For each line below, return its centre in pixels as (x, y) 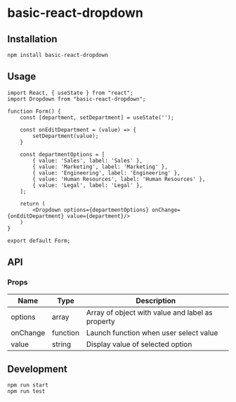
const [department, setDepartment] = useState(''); (97, 118)
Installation (32, 39)
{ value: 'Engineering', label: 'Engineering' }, (106, 173)
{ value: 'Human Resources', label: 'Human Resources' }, (119, 179)
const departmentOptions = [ (63, 154)
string (61, 344)
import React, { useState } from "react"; (70, 93)
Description (156, 301)
